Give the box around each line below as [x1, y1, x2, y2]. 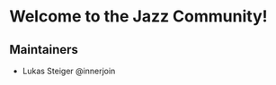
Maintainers [9, 42, 79, 57]
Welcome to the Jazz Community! [9, 6, 268, 27]
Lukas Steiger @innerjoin [22, 65, 116, 76]
